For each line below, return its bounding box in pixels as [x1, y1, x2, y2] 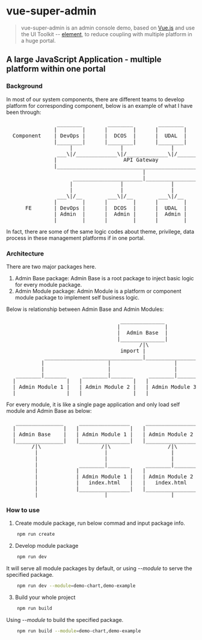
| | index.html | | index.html [34, 479, 188, 486]
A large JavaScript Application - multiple [6, 54, 162, 64]
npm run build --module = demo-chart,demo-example [17, 628, 141, 634]
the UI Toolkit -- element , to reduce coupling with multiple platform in [20, 30, 192, 37]
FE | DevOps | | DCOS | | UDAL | [25, 204, 188, 212]
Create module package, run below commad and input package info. [14, 519, 185, 527]
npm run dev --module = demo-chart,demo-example [17, 583, 136, 589]
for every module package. [14, 281, 82, 288]
